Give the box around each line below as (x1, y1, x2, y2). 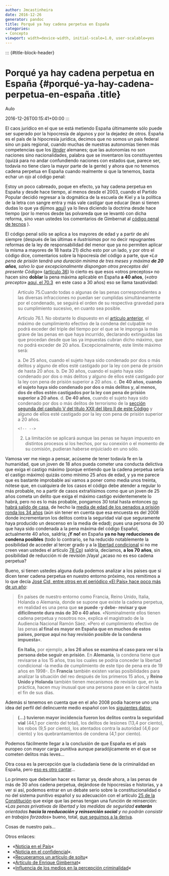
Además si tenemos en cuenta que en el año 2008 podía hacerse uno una (5, 699, 159, 705)
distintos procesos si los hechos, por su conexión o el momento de (25, 440, 164, 446)
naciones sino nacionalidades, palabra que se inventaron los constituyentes (5, 152, 162, 158)
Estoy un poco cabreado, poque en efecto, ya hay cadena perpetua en (5, 183, 152, 189)
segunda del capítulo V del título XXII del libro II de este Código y (17, 406, 153, 412)
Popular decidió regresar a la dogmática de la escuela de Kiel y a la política (5, 194, 161, 200)
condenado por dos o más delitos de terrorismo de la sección (17, 400, 146, 406)
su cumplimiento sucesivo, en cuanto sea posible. (17, 305, 122, 311)
